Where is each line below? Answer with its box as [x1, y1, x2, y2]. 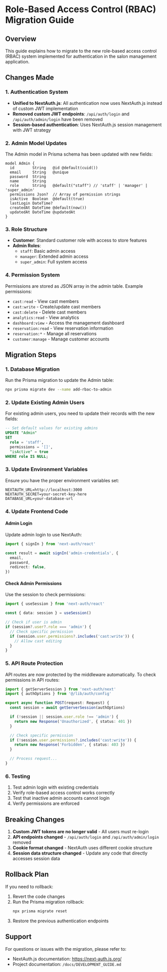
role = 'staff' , [10, 440, 44, 445]
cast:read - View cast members [12, 298, 79, 304]
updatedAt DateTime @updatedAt [10, 209, 76, 215]
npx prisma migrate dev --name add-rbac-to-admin [5, 387, 112, 392]
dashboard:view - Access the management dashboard [12, 320, 125, 326]
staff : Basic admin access [20, 248, 76, 254]
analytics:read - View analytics [12, 314, 79, 320]
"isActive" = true [10, 449, 49, 454]
